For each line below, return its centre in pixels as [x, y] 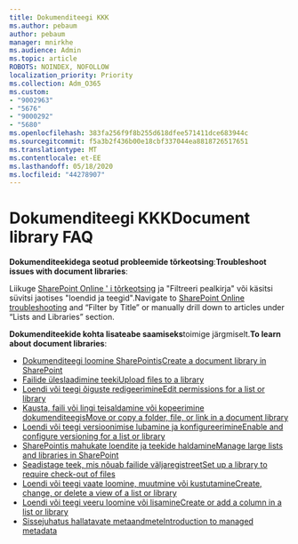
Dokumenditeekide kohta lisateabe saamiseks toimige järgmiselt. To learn [145, 334]
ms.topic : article [43, 59]
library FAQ [51, 237]
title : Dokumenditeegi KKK [59, 17]
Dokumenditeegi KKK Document [130, 218]
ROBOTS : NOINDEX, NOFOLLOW [59, 68]
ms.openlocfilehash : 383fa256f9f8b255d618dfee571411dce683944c [129, 133]
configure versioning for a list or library [94, 436]
